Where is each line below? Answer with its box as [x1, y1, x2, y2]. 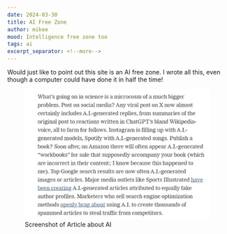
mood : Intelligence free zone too [7, 33, 108, 40]
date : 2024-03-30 [7, 11, 58, 18]
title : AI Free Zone [7, 18, 68, 26]
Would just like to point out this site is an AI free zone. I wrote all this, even [7, 68, 221, 76]
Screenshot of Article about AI [24, 220, 112, 229]
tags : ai [7, 40, 33, 48]
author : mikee [7, 26, 49, 33]
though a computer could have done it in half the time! [7, 75, 163, 84]
